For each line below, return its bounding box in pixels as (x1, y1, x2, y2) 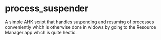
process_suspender (5, 3, 89, 14)
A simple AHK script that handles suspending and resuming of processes (5, 19, 154, 25)
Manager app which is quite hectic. (5, 29, 77, 35)
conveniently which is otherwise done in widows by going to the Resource (5, 24, 156, 30)
